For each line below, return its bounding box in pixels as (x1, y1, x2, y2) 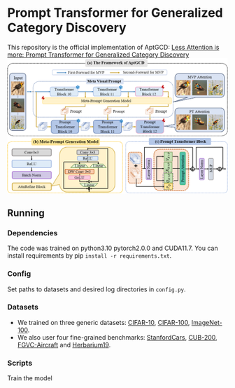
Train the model (7, 374, 52, 382)
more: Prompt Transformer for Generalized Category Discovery (7, 50, 190, 59)
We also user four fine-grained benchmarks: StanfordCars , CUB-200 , (17, 333, 218, 341)
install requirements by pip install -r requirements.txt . (7, 251, 172, 260)
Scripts (7, 358, 33, 368)
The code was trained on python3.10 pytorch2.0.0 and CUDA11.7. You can (7, 244, 218, 253)
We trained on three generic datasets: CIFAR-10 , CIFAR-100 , (17, 318, 190, 326)
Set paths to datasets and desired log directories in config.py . (7, 285, 187, 293)
